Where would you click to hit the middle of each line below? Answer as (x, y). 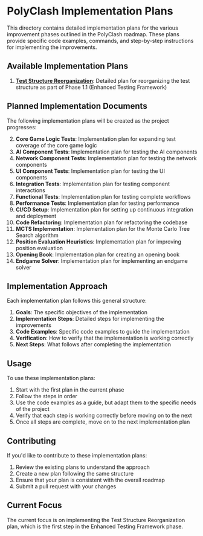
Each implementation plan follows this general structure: (77, 301)
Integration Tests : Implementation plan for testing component (93, 184)
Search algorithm (37, 235)
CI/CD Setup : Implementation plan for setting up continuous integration (105, 209)
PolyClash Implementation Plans (90, 11)
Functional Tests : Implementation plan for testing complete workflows (103, 196)
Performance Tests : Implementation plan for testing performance (98, 203)
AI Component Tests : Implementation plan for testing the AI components (106, 152)
